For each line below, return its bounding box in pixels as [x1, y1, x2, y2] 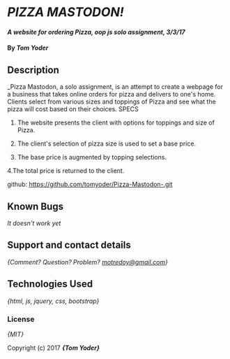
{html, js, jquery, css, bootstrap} [7, 297, 100, 305]
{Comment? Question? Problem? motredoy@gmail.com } [7, 258, 169, 266]
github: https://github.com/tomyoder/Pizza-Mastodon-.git [7, 180, 173, 189]
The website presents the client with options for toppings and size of [17, 118, 215, 127]
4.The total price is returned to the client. [7, 167, 125, 175]
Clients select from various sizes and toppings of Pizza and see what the [7, 97, 216, 106]
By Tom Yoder [7, 43, 49, 52]
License [7, 314, 35, 324]
